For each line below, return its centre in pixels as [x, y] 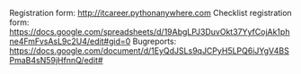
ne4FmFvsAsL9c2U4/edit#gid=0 [70, 41]
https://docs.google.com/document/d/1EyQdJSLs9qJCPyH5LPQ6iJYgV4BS [149, 51]
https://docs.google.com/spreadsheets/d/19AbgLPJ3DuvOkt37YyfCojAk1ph [150, 32]
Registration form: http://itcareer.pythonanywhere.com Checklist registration [150, 13]
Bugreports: [155, 41]
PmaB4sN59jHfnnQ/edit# [56, 60]
